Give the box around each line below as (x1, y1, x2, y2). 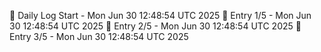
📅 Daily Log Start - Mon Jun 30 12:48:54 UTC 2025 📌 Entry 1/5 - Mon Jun (9, 10, 312, 21)
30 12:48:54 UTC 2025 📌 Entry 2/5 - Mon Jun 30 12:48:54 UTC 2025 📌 (9, 20, 302, 32)
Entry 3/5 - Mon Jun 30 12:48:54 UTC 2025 (9, 31, 189, 42)
